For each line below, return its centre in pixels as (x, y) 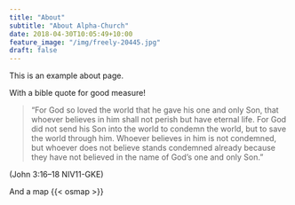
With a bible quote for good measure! (78, 93)
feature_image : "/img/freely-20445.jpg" (85, 42)
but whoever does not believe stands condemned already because (153, 148)
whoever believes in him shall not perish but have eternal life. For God (159, 120)
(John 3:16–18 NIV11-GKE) (56, 175)
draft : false (33, 51)
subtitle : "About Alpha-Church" (69, 26)
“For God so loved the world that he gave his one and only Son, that (155, 110)
